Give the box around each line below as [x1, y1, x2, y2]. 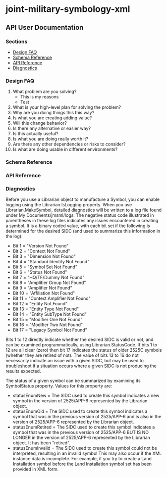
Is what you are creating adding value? [12, 115, 92, 121]
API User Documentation [5, 23, 84, 32]
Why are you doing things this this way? [12, 110, 95, 116]
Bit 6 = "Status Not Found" [12, 269, 67, 275]
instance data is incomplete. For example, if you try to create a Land [12, 456, 152, 462]
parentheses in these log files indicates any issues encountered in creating [5, 218, 159, 224]
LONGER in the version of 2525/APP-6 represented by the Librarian [12, 434, 151, 441]
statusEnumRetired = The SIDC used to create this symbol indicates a [12, 424, 155, 430]
